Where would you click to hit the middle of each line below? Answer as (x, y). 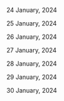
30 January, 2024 (32, 90)
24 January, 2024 (32, 10)
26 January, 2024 (32, 37)
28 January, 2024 (32, 64)
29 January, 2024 (32, 77)
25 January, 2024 (32, 23)
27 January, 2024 (32, 50)
